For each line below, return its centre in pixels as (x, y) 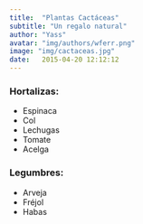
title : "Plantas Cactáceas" (64, 18)
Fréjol (33, 202)
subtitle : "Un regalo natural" (68, 26)
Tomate (37, 140)
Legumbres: (37, 173)
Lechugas (41, 130)
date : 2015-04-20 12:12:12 (64, 60)
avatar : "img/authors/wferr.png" (72, 43)
